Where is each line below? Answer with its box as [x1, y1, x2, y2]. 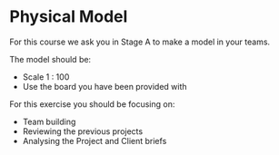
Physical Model [9, 6, 128, 27]
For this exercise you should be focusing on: [9, 98, 175, 110]
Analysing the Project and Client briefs [22, 135, 167, 146]
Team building [22, 116, 76, 127]
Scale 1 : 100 [22, 71, 70, 82]
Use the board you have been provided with [22, 81, 188, 92]
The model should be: [9, 53, 92, 64]
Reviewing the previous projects [22, 125, 144, 137]
